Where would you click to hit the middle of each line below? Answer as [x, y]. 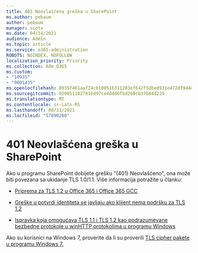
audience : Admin [26, 39]
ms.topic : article [29, 45]
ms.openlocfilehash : [32, 88]
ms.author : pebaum [29, 17]
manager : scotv [25, 28]
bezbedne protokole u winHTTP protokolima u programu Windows [95, 227]
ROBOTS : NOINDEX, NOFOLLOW [39, 55]
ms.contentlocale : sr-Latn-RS [43, 104]
